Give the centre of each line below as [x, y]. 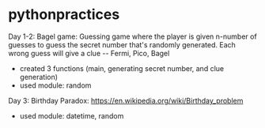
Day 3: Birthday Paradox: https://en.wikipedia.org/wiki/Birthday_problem [126, 100]
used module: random [55, 85]
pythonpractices [64, 15]
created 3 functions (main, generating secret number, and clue [121, 68]
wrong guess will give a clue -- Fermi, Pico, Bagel [89, 53]
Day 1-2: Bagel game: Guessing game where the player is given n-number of [132, 36]
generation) [38, 77]
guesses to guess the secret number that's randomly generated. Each [122, 44]
